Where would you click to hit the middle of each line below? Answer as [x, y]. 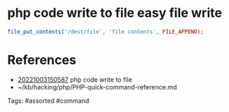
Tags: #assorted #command [48, 101]
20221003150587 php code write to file [75, 80]
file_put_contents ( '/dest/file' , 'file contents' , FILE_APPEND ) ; [105, 32]
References [42, 60]
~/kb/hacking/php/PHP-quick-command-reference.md [97, 87]
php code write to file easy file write [115, 13]
